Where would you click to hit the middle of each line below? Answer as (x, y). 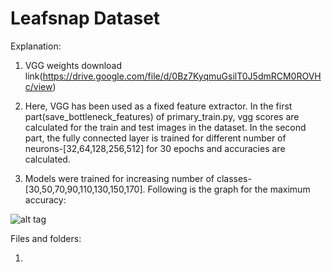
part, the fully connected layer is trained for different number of (155, 138)
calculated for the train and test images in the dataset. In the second (165, 127)
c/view (38, 86)
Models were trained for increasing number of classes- (138, 178)
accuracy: (45, 199)
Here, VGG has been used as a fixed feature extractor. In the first (158, 106)
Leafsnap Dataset (85, 18)
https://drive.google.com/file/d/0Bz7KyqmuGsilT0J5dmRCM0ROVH (182, 76)
